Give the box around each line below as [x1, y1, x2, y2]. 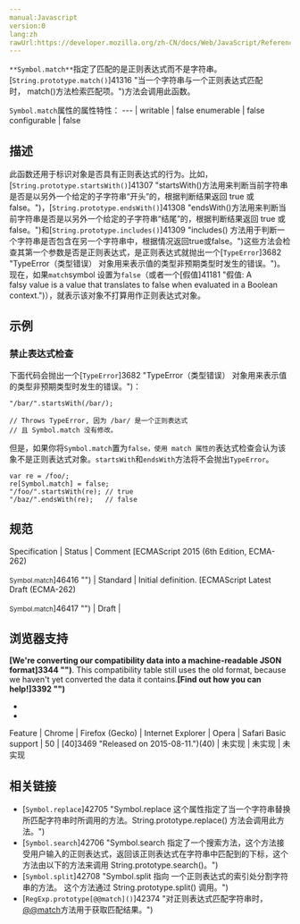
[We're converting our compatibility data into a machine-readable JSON [9, 655, 282, 666]
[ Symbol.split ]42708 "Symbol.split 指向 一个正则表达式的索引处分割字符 [21, 871, 288, 882]
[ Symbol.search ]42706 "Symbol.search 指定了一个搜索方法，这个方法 [21, 837, 277, 848]
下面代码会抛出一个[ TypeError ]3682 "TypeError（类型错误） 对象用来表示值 [9, 369, 287, 380]
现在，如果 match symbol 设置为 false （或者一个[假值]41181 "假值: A [9, 269, 253, 280]
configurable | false [9, 115, 81, 126]
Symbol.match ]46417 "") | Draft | [9, 603, 121, 614]
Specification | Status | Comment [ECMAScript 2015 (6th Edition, [9, 546, 247, 556]
